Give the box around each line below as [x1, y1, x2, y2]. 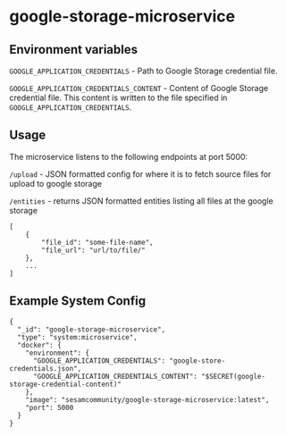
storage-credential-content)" [9, 380, 122, 389]
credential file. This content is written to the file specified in [9, 92, 228, 103]
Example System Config [9, 293, 146, 309]
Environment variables [9, 42, 139, 57]
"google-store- [169, 356, 226, 365]
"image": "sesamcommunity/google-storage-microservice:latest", [25, 395, 270, 404]
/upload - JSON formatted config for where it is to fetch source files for [9, 168, 272, 180]
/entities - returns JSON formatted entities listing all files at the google [9, 195, 274, 206]
